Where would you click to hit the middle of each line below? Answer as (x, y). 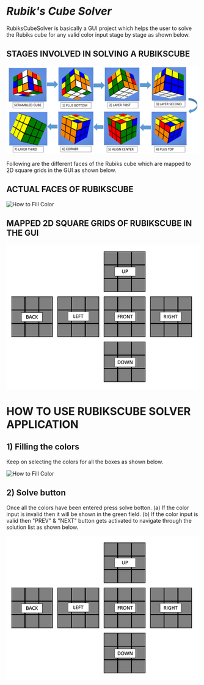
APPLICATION (42, 424)
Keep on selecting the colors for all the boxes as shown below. (85, 462)
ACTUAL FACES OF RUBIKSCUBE (70, 189)
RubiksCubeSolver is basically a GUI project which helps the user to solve (99, 28)
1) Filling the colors (43, 447)
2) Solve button (36, 493)
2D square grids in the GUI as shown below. (61, 170)
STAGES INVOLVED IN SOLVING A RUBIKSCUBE (98, 54)
